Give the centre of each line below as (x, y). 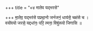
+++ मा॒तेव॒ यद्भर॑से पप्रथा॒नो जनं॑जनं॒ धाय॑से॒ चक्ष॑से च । (47, 17)
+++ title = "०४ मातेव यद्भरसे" (32, 8)
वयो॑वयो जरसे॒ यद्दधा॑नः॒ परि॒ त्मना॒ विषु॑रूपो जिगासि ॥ (44, 23)
